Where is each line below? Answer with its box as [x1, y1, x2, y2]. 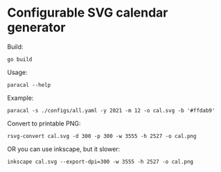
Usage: [7, 68, 28, 76]
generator [7, 19, 66, 35]
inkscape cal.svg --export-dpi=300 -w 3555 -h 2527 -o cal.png [7, 158, 194, 165]
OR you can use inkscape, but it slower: [7, 144, 121, 153]
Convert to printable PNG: [7, 119, 81, 128]
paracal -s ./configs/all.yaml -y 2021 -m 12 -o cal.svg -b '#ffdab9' [7, 107, 215, 114]
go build [7, 55, 33, 63]
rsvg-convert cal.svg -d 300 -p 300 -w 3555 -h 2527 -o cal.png [7, 132, 197, 139]
